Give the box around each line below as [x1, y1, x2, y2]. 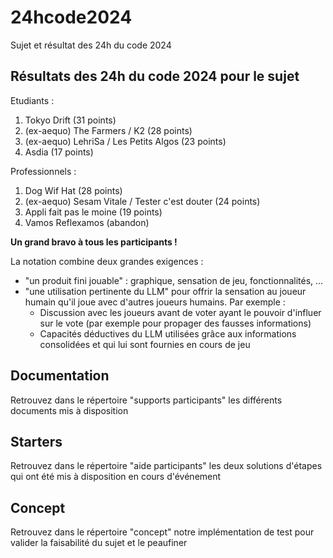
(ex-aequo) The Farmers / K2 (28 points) [24, 124, 193, 136]
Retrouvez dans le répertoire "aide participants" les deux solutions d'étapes [10, 460, 323, 472]
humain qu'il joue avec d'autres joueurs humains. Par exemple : [24, 296, 286, 308]
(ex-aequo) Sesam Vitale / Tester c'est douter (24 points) [24, 195, 261, 207]
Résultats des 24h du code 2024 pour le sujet [10, 68, 300, 85]
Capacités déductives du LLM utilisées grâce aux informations [39, 327, 297, 340]
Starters [10, 433, 63, 450]
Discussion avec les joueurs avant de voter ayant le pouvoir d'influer [39, 306, 322, 318]
